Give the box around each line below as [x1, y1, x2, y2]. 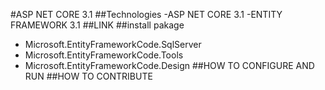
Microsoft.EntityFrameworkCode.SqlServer [24, 39, 202, 50]
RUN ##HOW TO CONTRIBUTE [24, 70, 153, 82]
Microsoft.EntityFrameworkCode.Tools [24, 49, 184, 61]
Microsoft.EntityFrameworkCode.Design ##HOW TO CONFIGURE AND [24, 60, 315, 71]
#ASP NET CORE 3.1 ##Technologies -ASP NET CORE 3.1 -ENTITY [10, 9, 283, 20]
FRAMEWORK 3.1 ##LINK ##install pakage [10, 19, 185, 31]
